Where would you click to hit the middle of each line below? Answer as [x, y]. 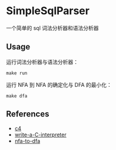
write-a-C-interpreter [40, 135]
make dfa [17, 96]
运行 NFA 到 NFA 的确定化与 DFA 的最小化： [59, 84]
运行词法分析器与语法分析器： [42, 62]
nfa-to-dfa [27, 141]
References [28, 114]
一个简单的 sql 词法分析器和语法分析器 [52, 28]
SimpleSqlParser [48, 11]
